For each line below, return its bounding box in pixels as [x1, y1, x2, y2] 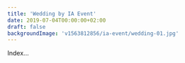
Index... [7, 49, 30, 57]
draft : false [7, 23, 46, 30]
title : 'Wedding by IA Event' [7, 10, 97, 17]
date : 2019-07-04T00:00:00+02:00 [7, 17, 106, 24]
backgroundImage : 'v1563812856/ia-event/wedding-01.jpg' [7, 29, 179, 37]
